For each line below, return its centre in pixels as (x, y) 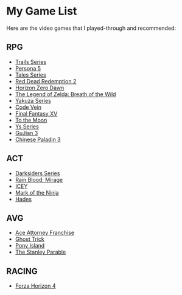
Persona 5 (28, 68)
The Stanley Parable (40, 252)
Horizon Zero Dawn (40, 88)
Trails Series (31, 61)
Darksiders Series (37, 173)
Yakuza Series (33, 100)
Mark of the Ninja (37, 192)
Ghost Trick (30, 239)
